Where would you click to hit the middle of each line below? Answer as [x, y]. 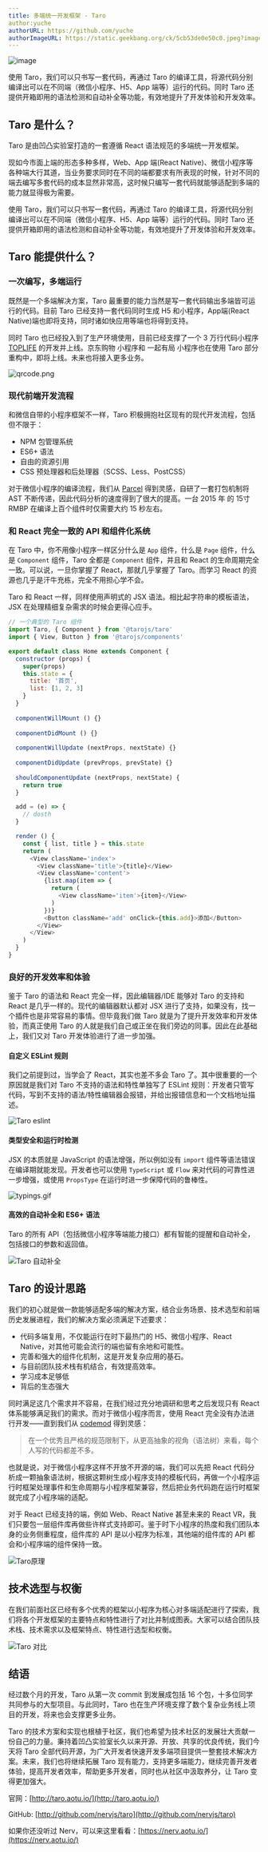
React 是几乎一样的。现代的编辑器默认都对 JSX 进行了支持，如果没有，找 [128, 1006]
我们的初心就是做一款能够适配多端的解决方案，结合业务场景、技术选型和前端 [134, 1309]
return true [42, 785]
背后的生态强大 [44, 1386]
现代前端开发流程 [41, 395]
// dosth [37, 815]
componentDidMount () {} [57, 733]
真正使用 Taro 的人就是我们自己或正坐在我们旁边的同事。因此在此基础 [143, 1026]
